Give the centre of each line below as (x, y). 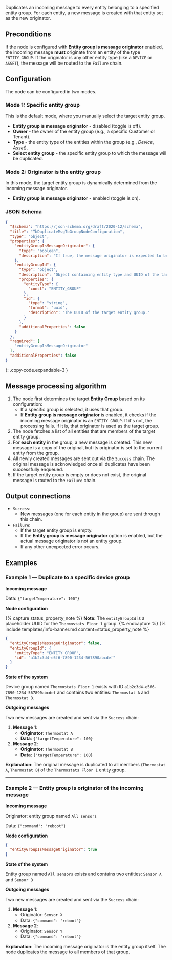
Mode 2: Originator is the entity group (53, 172)
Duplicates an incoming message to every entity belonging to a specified (82, 7)
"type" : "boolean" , (39, 251)
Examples (21, 563)
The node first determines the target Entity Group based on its (79, 399)
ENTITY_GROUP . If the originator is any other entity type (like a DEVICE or (79, 57)
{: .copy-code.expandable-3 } (37, 370)
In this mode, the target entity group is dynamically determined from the (81, 183)
